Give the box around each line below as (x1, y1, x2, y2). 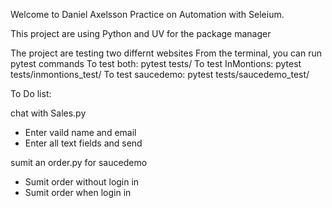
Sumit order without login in (24, 176, 140, 188)
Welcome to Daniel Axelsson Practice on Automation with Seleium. (10, 9, 285, 20)
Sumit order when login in (24, 187, 132, 198)
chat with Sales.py (10, 107, 87, 119)
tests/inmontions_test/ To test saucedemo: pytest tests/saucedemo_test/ (10, 69, 310, 80)
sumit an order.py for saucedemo (10, 157, 148, 168)
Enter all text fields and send (24, 137, 143, 149)
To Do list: (10, 88, 52, 99)
